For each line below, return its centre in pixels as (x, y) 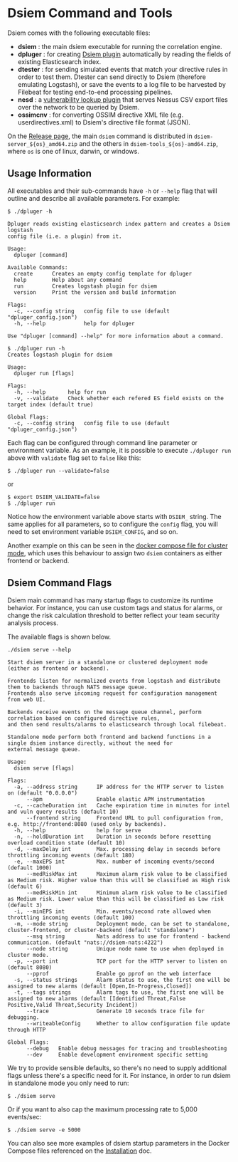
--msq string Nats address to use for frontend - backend (128, 936)
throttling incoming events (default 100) (71, 917)
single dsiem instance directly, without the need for (90, 743)
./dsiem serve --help (39, 649)
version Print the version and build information (95, 292)
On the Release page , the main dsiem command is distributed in (100, 136)
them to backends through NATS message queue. (77, 687)
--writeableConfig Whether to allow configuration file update (128, 1023)
